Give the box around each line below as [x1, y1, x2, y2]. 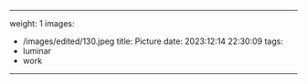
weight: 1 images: [9, 18, 75, 28]
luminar [22, 46, 52, 56]
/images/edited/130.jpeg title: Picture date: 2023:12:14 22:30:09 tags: [22, 36, 283, 47]
